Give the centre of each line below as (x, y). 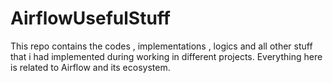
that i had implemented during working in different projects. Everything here (166, 56)
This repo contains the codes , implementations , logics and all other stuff (161, 46)
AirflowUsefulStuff (90, 18)
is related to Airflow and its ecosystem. (90, 67)
